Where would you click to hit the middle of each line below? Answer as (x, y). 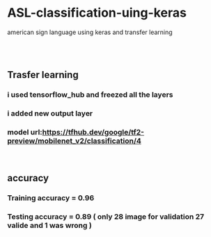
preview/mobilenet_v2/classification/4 (74, 141)
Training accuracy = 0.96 (51, 198)
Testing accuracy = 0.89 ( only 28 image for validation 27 (106, 216)
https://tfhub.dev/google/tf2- (93, 132)
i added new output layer (50, 114)
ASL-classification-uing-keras (97, 13)
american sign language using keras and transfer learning (90, 32)
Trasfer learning (43, 75)
